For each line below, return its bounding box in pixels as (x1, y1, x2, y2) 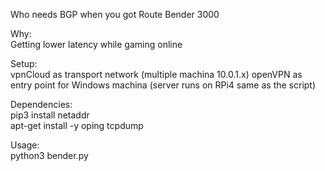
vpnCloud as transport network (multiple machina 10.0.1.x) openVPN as (10, 69, 303, 80)
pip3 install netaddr (10, 109, 90, 121)
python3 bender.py (10, 150, 89, 161)
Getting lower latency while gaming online (10, 39, 183, 50)
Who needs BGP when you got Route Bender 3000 (10, 9, 220, 20)
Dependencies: (10, 99, 73, 110)
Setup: (10, 58, 38, 69)
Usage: (10, 139, 40, 151)
